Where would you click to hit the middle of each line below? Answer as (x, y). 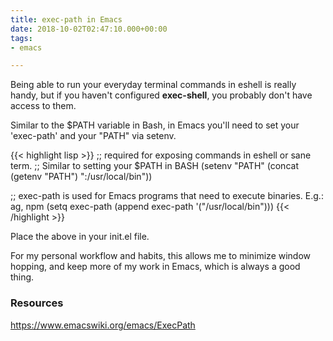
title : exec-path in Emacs (66, 19)
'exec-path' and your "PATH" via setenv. (93, 136)
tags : (21, 38)
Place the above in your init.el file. (80, 237)
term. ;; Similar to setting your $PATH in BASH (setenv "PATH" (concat (154, 166)
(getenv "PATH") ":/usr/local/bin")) (81, 177)
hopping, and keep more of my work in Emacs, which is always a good (155, 267)
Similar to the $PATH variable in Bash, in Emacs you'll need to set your (155, 125)
